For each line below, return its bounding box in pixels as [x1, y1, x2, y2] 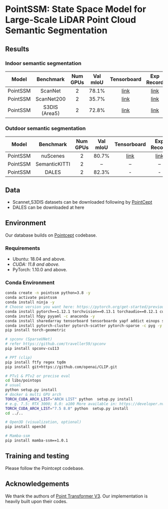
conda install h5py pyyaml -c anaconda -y [5, 314, 95, 319]
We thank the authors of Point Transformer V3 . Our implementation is [5, 493, 148, 499]
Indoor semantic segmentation [5, 60, 81, 67]
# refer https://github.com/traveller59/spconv [5, 341, 106, 346]
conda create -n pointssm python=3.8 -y [5, 290, 91, 296]
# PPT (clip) [5, 355, 32, 360]
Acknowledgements [5, 479, 69, 488]
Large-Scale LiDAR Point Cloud [5, 14, 136, 26]
